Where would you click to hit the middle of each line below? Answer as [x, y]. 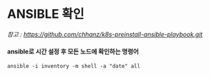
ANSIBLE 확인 [46, 14]
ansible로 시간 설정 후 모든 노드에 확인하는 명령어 [73, 51]
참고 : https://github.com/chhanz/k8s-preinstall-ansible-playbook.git [105, 34]
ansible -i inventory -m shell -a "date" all [74, 66]
